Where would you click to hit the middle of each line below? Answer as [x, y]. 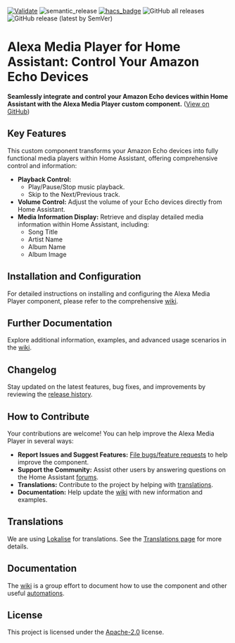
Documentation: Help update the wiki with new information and [110, 492]
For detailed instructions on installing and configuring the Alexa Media [109, 294]
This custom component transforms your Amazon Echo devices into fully [113, 150]
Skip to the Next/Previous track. [74, 194]
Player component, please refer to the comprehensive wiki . [93, 301]
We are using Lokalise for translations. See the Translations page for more [115, 539]
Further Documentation [60, 323]
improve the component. [53, 462]
